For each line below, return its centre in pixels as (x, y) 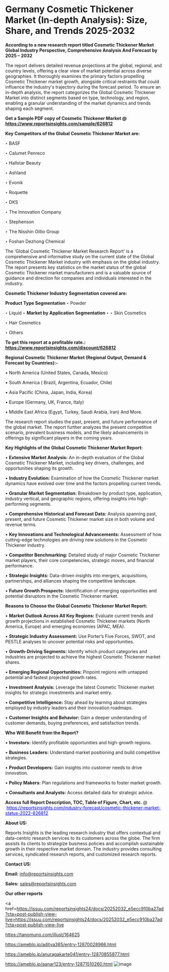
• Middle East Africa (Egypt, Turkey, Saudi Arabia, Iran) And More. (74, 412)
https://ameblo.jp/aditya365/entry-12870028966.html (61, 944)
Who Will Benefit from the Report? (42, 733)
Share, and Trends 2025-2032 (70, 31)
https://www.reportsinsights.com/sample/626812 (59, 124)
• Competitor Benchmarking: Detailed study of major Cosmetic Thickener (83, 555)
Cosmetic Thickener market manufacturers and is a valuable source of (78, 272)
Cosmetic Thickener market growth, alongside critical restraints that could (82, 82)
